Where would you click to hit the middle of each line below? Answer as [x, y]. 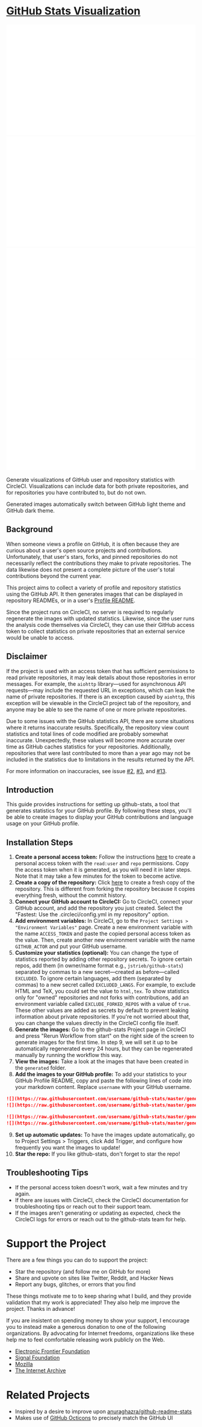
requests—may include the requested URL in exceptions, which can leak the [101, 690]
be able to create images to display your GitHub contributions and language [100, 817]
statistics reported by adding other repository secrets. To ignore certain [103, 959]
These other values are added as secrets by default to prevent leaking [102, 1010]
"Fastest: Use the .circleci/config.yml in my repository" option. [92, 914]
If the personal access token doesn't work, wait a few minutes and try [101, 1187]
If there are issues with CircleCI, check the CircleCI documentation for [102, 1200]
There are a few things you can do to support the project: [77, 1260]
